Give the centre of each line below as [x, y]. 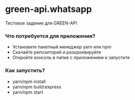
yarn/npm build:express [37, 86]
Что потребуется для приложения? [50, 36]
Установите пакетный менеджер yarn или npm [62, 47]
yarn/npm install [29, 81]
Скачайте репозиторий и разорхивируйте [57, 52]
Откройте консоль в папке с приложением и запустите [71, 57]
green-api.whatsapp [49, 9]
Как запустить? [25, 70]
